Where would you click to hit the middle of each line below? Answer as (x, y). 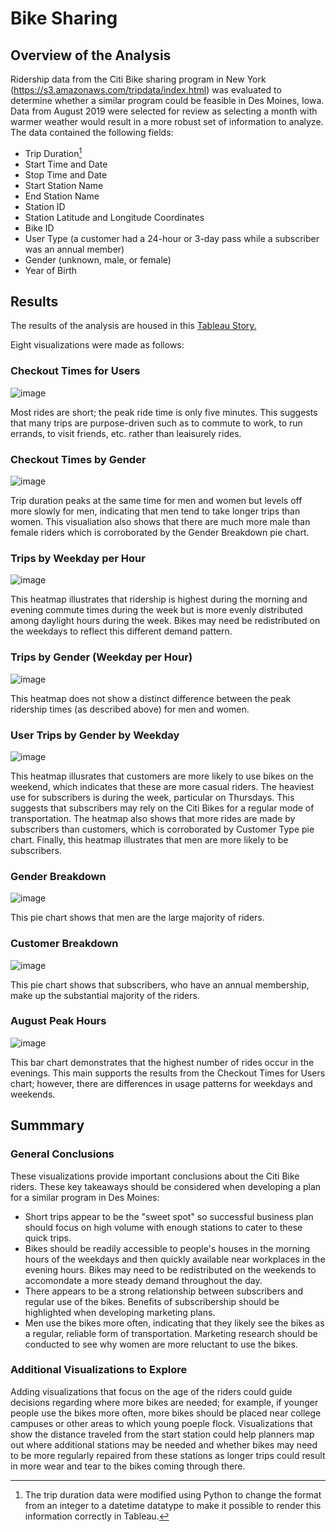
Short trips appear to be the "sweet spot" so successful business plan (169, 1216)
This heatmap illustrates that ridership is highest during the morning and (159, 599)
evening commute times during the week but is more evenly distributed (156, 610)
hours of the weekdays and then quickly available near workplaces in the (175, 1259)
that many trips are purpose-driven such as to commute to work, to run (156, 423)
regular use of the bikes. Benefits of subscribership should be (152, 1301)
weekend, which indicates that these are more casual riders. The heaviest (162, 786)
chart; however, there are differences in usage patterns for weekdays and (161, 1083)
